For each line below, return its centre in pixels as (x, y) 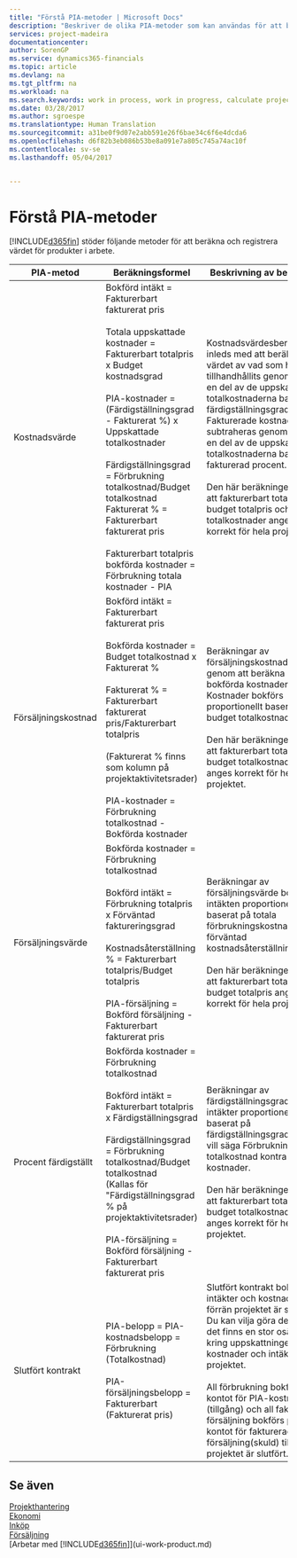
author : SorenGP (39, 51)
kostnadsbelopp (139, 1337)
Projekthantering (39, 1507)
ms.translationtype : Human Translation (83, 125)
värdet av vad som (245, 365)
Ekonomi (25, 1516)
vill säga (224, 1146)
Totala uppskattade (145, 332)
